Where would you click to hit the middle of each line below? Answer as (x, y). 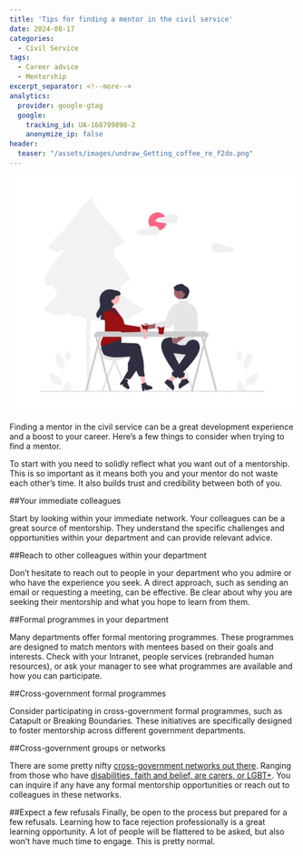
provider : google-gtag (60, 106)
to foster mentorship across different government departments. (128, 730)
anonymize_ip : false (64, 135)
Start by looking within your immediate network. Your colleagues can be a (147, 518)
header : (24, 144)
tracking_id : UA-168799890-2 (81, 125)
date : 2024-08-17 (42, 29)
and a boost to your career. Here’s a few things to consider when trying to (147, 436)
